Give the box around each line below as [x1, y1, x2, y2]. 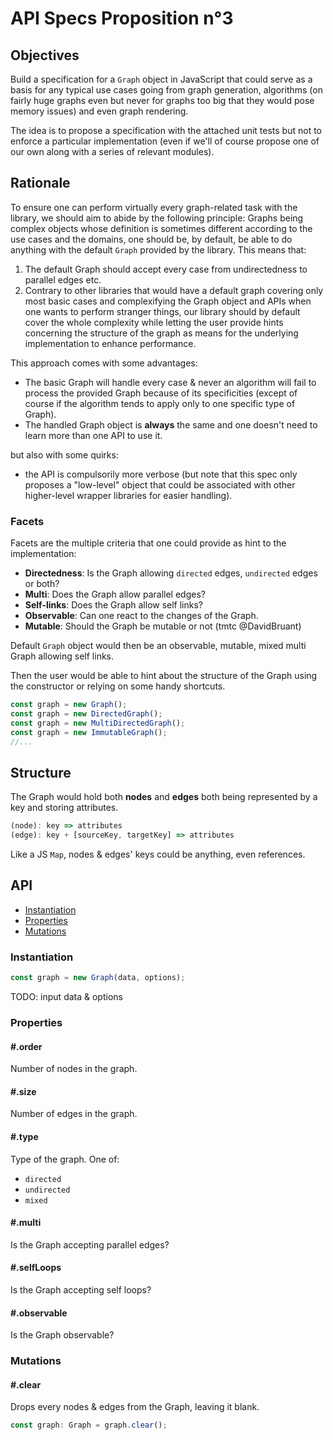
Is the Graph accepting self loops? [10, 1283, 152, 1296]
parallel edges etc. [24, 273, 102, 286]
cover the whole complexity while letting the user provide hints [24, 316, 284, 328]
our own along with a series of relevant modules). [10, 146, 215, 157]
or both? [24, 578, 60, 590]
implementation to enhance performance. [24, 337, 197, 349]
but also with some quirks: [10, 448, 119, 461]
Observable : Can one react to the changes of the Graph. [24, 610, 259, 622]
